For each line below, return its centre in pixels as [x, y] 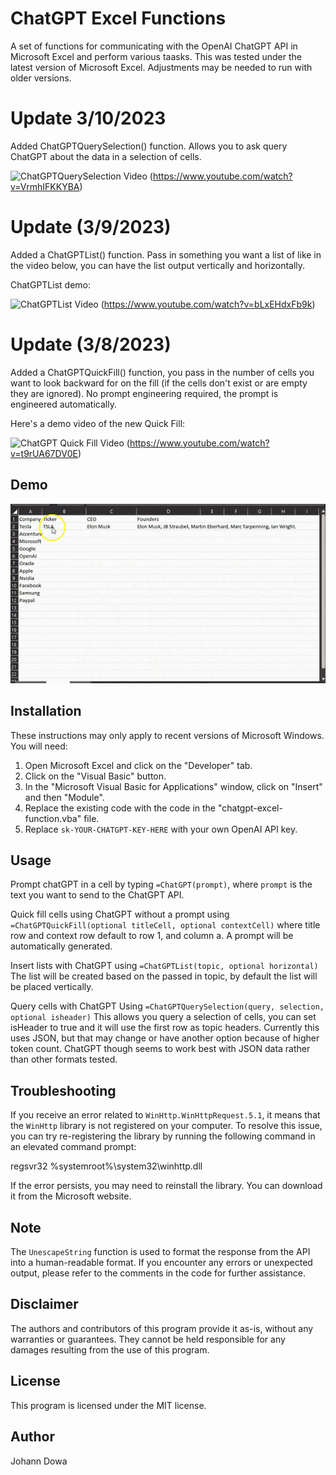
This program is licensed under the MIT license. [108, 1405]
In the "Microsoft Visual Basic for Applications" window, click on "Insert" [173, 786]
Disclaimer [44, 1304]
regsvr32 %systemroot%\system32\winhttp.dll [106, 1166]
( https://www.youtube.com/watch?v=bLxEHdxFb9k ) [208, 304]
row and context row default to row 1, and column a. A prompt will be [152, 936]
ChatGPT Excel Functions [118, 18]
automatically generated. [61, 946]
